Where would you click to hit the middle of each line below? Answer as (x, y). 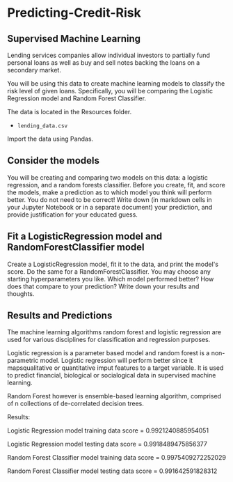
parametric (23, 361)
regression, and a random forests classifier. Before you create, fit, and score (116, 185)
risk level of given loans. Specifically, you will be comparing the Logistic (110, 91)
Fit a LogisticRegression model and (85, 236)
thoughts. (21, 293)
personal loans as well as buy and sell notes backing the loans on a (104, 63)
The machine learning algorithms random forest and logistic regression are (114, 332)
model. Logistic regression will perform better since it (116, 361)
